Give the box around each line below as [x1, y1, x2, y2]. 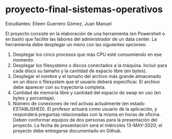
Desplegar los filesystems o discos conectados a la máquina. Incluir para [12, 62, 167, 68]
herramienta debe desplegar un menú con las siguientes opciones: [5, 41, 147, 47]
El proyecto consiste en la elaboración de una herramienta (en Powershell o [5, 30, 165, 36]
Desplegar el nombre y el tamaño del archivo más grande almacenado [12, 73, 162, 79]
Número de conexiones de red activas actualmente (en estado [12, 100, 145, 106]
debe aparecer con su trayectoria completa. [12, 84, 106, 90]
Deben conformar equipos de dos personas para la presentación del [12, 116, 158, 123]
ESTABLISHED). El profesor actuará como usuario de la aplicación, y [12, 106, 158, 112]
